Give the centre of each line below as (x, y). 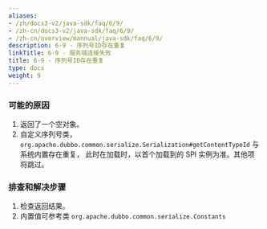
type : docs (26, 68)
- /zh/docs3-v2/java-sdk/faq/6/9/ (66, 23)
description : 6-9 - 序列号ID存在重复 (67, 46)
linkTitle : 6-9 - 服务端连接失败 (60, 53)
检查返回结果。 (44, 207)
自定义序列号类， (48, 134)
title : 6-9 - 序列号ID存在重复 (56, 61)
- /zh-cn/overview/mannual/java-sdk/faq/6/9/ (85, 38)
